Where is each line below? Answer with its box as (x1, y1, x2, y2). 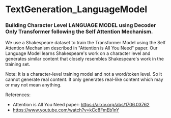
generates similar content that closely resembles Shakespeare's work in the (5, 56, 164, 62)
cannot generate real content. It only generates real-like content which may (5, 76, 164, 82)
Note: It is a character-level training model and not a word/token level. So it (5, 71, 162, 77)
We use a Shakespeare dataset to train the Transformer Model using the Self (5, 40, 166, 46)
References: (5, 92, 31, 98)
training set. (5, 61, 31, 67)
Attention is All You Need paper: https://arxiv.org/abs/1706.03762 (12, 102, 150, 108)
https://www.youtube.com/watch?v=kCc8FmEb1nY (12, 107, 120, 113)
